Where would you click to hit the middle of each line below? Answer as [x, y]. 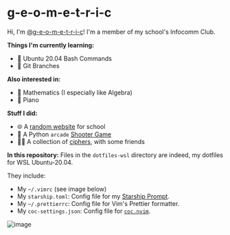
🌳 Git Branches [38, 65]
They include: [26, 175]
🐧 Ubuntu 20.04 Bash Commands [64, 58]
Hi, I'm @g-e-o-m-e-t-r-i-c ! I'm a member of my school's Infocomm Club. [111, 32]
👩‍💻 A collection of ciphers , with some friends [81, 141]
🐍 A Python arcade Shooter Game [64, 134]
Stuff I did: [22, 113]
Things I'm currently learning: [51, 45]
